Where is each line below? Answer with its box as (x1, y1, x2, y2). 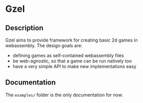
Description (5, 24, 43, 32)
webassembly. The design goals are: (5, 43, 83, 49)
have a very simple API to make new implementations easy (12, 64, 136, 69)
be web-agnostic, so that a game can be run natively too (12, 58, 132, 64)
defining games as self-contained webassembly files (12, 52, 124, 58)
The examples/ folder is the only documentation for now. (5, 92, 124, 98)
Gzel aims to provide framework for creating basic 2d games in (5, 37, 138, 43)
